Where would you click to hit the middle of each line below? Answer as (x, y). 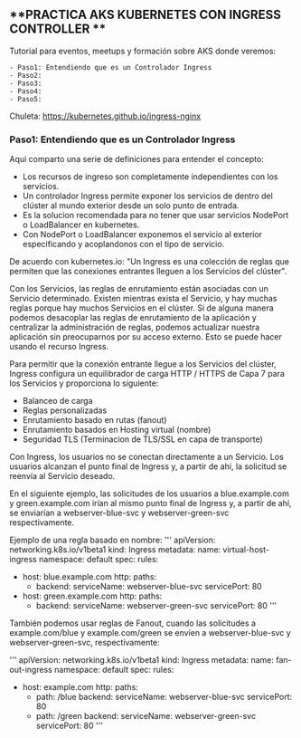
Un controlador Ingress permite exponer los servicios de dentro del (147, 196)
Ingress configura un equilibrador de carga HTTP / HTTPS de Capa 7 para (147, 374)
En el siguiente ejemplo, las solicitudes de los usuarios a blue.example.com (149, 494)
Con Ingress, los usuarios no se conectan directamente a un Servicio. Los (147, 457)
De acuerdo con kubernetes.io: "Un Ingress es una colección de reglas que (149, 262)
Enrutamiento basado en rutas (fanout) (94, 420)
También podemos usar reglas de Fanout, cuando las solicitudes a (132, 623)
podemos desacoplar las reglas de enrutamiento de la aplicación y (133, 318)
